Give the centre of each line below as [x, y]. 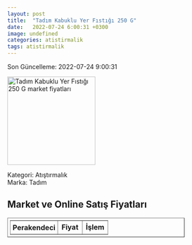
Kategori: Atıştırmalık [38, 175]
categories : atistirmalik [45, 40]
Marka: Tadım [27, 182]
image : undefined [33, 34]
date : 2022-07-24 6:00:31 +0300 [58, 27]
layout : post [26, 14]
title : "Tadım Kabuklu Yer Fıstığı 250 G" [72, 20]
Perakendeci [34, 227]
